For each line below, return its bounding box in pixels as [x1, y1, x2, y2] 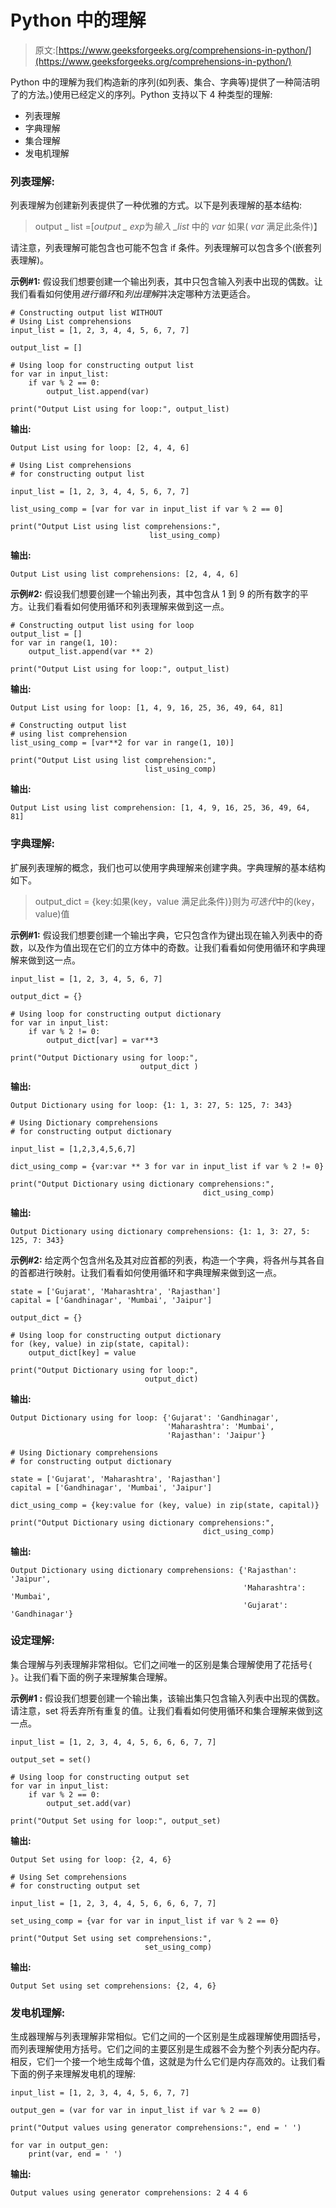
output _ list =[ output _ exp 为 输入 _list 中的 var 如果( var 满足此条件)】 [34, 221, 323, 233]
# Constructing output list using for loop [10, 621, 195, 631]
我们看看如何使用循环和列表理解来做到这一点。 [36, 601, 230, 613]
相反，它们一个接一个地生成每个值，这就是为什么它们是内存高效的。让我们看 [10, 2056, 326, 2068]
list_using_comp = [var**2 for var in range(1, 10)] [10, 738, 235, 748]
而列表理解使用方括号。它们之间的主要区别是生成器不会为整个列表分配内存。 [10, 2043, 326, 2055]
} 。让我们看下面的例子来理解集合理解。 [10, 1671, 173, 1683]
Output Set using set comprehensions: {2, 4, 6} [10, 1981, 217, 1991]
